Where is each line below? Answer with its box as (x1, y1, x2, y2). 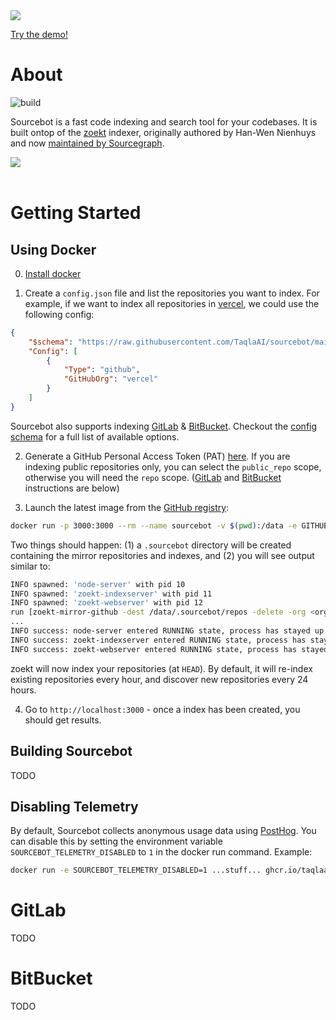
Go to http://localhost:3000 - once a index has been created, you (24, 703, 301, 715)
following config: (24, 308, 95, 320)
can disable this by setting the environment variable (10, 835, 223, 848)
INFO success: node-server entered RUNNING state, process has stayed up (10, 626, 325, 636)
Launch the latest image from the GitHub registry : (24, 501, 230, 513)
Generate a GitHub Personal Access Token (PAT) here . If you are (24, 450, 291, 462)
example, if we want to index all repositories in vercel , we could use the (24, 297, 320, 309)
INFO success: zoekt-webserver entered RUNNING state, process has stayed (10, 644, 329, 654)
